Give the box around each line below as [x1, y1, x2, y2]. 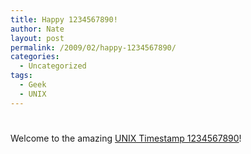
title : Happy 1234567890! [10, 14, 118, 25]
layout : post [10, 33, 65, 43]
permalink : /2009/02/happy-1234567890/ [10, 42, 177, 53]
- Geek [19, 80, 47, 90]
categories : [10, 52, 60, 62]
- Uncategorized [19, 61, 87, 71]
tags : [10, 71, 33, 81]
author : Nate [10, 24, 65, 34]
